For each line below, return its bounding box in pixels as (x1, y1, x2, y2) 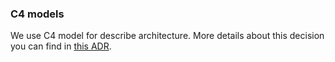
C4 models (10, 7, 65, 21)
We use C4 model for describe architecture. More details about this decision (10, 30, 325, 42)
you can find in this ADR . (10, 40, 112, 52)
